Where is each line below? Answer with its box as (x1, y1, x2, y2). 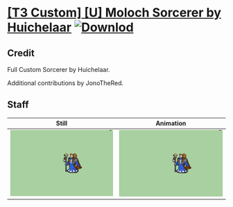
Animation (155, 119, 187, 127)
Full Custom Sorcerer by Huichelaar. (7, 66, 110, 73)
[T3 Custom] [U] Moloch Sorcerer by (7, 5, 222, 21)
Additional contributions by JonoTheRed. (7, 79, 123, 87)
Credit (7, 47, 35, 59)
